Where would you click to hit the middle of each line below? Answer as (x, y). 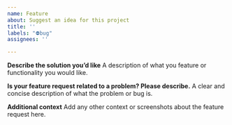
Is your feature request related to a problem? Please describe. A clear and (116, 86)
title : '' (22, 26)
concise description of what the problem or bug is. (80, 94)
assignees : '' (28, 40)
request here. (27, 115)
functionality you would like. (48, 73)
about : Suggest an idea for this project (68, 20)
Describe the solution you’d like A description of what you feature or (107, 65)
